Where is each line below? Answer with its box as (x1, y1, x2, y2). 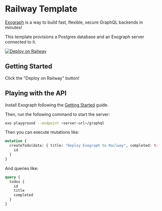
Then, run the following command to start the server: (5, 111, 110, 117)
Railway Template (5, 3, 78, 14)
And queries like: (5, 165, 39, 171)
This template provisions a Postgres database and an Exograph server (5, 34, 145, 40)
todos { (9, 179, 25, 184)
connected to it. (5, 39, 36, 44)
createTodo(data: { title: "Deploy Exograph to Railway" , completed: (9, 143, 152, 148)
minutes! (5, 24, 23, 30)
